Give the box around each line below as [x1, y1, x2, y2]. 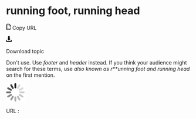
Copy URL [12, 24, 37, 31]
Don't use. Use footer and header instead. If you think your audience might [6, 59, 187, 66]
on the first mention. [6, 72, 55, 79]
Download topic [6, 47, 45, 55]
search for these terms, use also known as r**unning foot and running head [6, 65, 190, 72]
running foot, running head [6, 4, 140, 18]
